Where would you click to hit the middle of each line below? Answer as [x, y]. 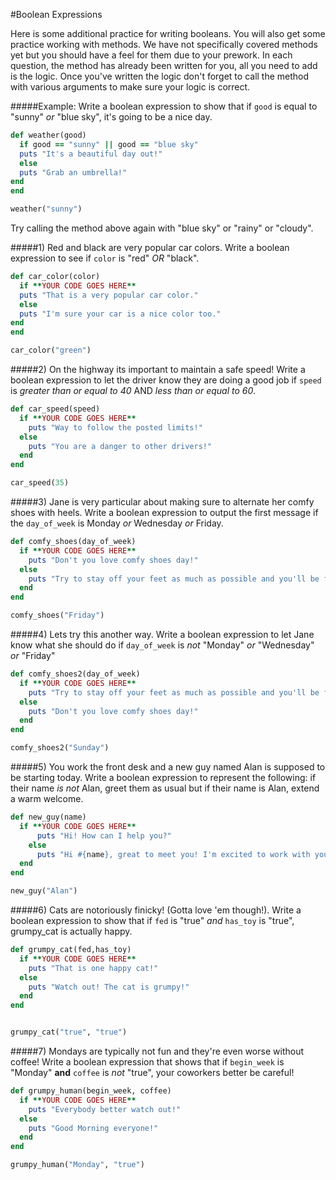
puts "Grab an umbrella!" [73, 172]
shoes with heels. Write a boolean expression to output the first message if [164, 512]
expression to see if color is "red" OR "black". [105, 258]
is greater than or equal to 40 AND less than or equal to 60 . [133, 390]
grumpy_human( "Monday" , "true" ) [77, 1165]
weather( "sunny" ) [46, 209]
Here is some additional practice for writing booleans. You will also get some [168, 33]
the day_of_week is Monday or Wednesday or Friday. [117, 523]
